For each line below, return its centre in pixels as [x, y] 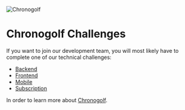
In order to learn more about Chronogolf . [57, 100]
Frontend [26, 75]
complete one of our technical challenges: [59, 57]
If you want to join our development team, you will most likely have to [92, 50]
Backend [26, 69]
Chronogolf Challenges [66, 34]
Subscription [31, 88]
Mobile [24, 81]
